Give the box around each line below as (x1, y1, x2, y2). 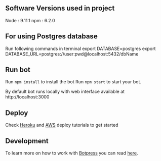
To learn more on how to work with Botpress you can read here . (5, 150, 138, 156)
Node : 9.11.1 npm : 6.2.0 (5, 17, 55, 23)
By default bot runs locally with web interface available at (5, 88, 125, 95)
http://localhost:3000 (5, 94, 50, 100)
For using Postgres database (5, 32, 98, 41)
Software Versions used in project (5, 4, 115, 13)
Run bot (5, 66, 30, 74)
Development (5, 136, 49, 145)
